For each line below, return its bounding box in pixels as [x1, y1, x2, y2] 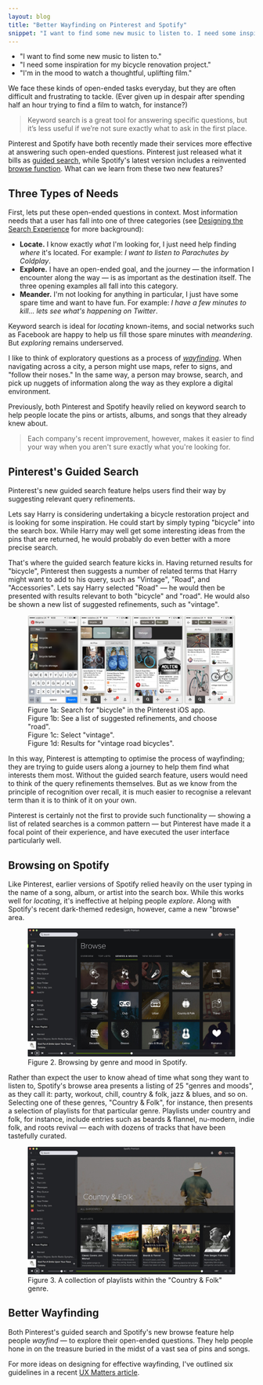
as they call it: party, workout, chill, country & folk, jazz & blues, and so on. [8, 1089, 248, 1098]
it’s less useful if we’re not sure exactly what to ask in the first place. [27, 124, 247, 133]
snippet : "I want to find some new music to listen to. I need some [8, 29, 236, 37]
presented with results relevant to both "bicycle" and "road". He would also [8, 591, 250, 601]
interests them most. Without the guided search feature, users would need [8, 770, 248, 780]
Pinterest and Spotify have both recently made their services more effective [8, 139, 253, 148]
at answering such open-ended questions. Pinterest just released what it [8, 148, 243, 157]
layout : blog [8, 13, 51, 20]
